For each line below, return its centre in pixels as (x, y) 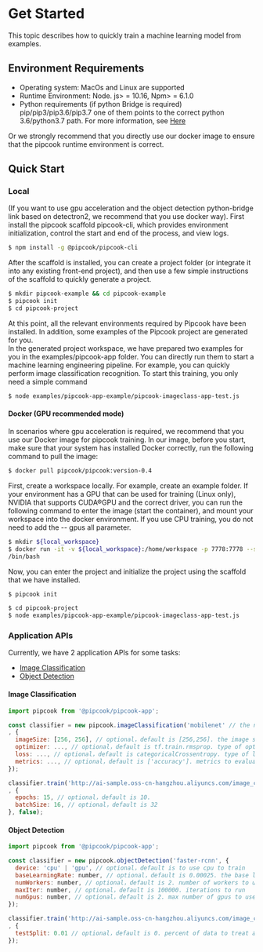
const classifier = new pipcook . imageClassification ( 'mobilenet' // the (129, 725)
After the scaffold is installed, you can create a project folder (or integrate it (130, 263)
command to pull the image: (53, 457)
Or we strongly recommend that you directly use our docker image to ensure (131, 136)
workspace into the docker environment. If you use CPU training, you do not (131, 519)
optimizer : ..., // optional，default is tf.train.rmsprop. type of (129, 747)
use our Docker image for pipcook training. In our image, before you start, (127, 440)
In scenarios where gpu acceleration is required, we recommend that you (126, 432)
